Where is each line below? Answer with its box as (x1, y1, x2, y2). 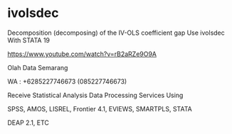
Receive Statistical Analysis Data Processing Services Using (7, 91, 184, 99)
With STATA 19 (7, 35, 51, 44)
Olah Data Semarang (7, 63, 68, 72)
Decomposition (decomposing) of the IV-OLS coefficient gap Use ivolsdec (7, 28, 226, 37)
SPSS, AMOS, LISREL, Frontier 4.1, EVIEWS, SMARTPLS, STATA (7, 104, 192, 113)
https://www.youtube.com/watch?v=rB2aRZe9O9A (7, 50, 157, 58)
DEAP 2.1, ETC (7, 118, 50, 127)
